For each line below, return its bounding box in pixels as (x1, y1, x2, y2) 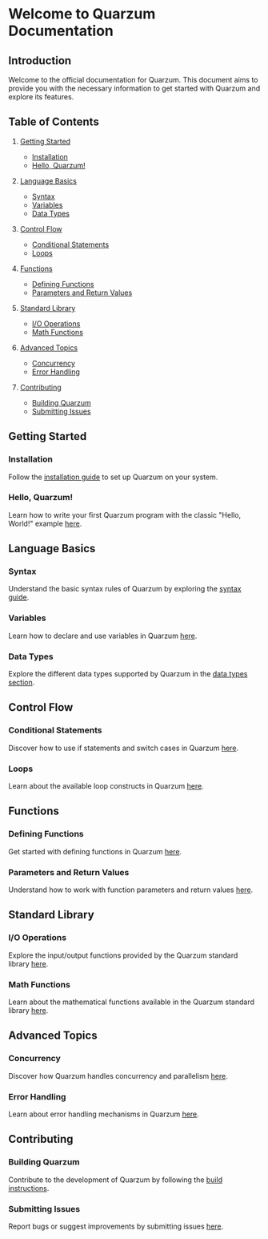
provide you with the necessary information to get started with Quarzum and (8, 83, 261, 93)
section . (8, 678, 35, 688)
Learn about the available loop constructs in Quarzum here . (8, 781, 204, 791)
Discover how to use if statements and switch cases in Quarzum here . (8, 743, 238, 753)
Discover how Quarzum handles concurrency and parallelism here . (8, 1071, 228, 1080)
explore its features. (8, 92, 74, 101)
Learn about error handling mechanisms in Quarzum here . (8, 1109, 200, 1119)
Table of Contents (8, 115, 100, 129)
